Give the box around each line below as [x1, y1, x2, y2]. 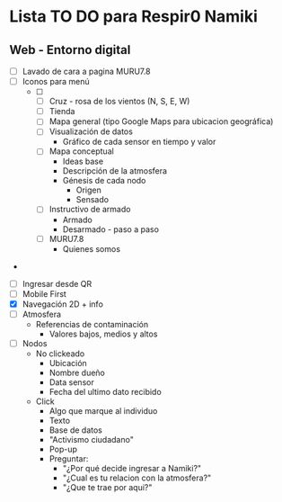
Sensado [75, 194, 110, 205]
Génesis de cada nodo [62, 175, 146, 186]
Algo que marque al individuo [48, 405, 158, 416]
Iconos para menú [22, 76, 90, 87]
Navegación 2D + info [22, 299, 103, 309]
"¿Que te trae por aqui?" [62, 481, 153, 492]
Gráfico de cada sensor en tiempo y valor [62, 137, 216, 148]
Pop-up [48, 444, 78, 454]
